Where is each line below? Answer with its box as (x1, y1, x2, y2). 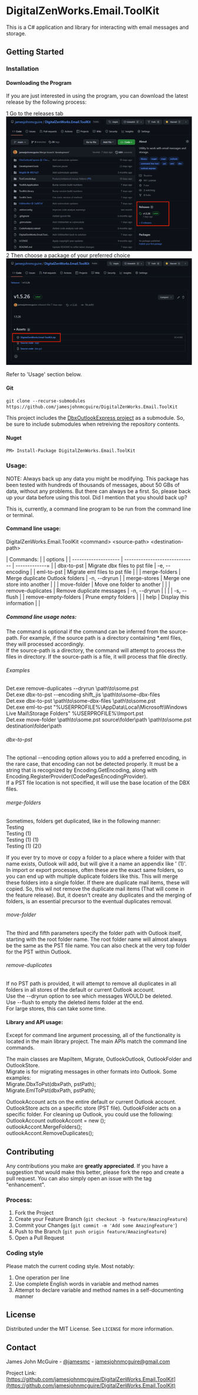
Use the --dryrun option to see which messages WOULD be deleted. (6, 992, 173, 999)
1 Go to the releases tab (6, 110, 64, 117)
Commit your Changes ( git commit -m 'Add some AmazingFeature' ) (14, 1222, 178, 1229)
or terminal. (6, 511, 34, 518)
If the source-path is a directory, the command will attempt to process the (6, 647, 186, 654)
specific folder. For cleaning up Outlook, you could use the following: (6, 1111, 173, 1118)
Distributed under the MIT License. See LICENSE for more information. (6, 1325, 174, 1333)
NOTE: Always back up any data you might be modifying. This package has (6, 475, 189, 482)
